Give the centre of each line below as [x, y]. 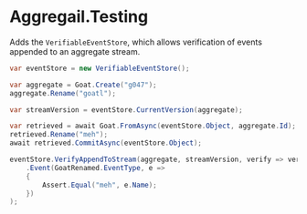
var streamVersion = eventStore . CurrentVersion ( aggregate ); [127, 110]
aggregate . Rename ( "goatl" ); [63, 93]
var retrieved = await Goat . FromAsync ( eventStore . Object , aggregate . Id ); [153, 126]
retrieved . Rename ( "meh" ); [58, 135]
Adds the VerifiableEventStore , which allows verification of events [136, 42]
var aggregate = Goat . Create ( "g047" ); [83, 85]
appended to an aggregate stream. [75, 51]
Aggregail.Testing [79, 17]
